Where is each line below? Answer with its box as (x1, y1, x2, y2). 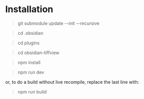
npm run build (17, 88, 47, 94)
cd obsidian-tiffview (17, 49, 60, 56)
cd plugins (17, 39, 40, 46)
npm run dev (17, 69, 44, 75)
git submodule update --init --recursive (17, 20, 100, 26)
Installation (5, 4, 54, 15)
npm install (17, 59, 41, 65)
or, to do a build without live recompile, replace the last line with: (5, 79, 139, 85)
